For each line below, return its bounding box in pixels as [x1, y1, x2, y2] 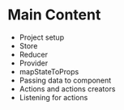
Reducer [19, 49, 49, 59]
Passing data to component [19, 75, 112, 85]
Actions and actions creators [19, 83, 116, 94]
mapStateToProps [19, 66, 79, 76]
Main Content [7, 6, 101, 24]
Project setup [19, 32, 65, 42]
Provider [19, 58, 49, 68]
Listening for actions [19, 92, 88, 102]
